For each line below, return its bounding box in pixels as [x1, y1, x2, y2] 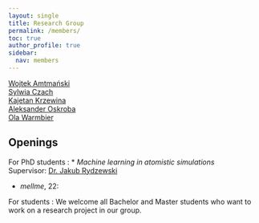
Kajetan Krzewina [8, 95, 67, 105]
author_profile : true [8, 42, 81, 50]
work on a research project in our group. [8, 205, 142, 215]
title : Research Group [8, 19, 84, 27]
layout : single [8, 11, 59, 20]
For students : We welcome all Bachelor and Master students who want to [8, 197, 252, 206]
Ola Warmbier [8, 112, 54, 122]
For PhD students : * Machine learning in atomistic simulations [8, 157, 215, 167]
